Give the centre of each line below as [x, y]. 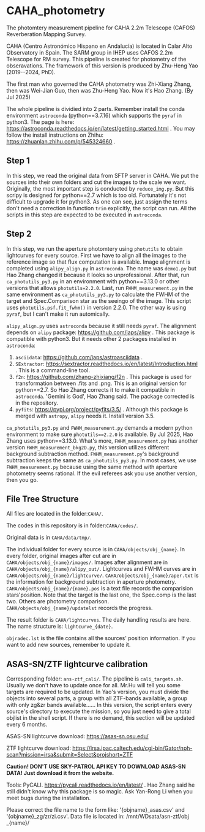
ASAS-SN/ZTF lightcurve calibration [77, 664]
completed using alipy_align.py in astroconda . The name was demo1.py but [102, 268]
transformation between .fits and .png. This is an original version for [101, 383]
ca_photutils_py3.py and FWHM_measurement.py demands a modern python [99, 427]
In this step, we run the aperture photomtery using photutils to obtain [95, 248]
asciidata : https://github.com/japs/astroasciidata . [79, 357]
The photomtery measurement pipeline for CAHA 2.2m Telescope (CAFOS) [101, 28]
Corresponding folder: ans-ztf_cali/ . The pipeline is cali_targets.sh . [95, 679]
